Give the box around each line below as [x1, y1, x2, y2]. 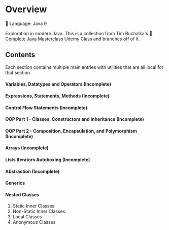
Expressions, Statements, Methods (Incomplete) [5, 93, 110, 99]
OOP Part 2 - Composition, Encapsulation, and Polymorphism [5, 127, 137, 134]
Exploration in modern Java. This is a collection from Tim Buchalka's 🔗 [5, 30, 153, 36]
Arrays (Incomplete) [5, 145, 49, 151]
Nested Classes [5, 191, 40, 197]
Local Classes [12, 214, 42, 220]
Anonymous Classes [12, 219, 56, 225]
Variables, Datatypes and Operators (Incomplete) [5, 81, 112, 87]
